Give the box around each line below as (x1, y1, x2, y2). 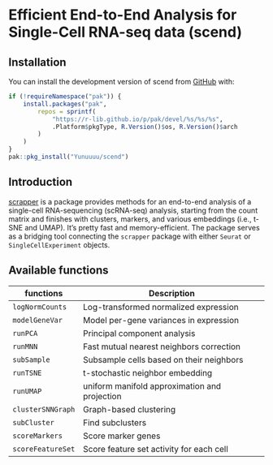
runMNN (12, 342, 38, 351)
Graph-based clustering (82, 403, 176, 415)
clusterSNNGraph (12, 404, 76, 414)
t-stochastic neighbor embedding (82, 367, 213, 378)
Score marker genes (82, 430, 161, 441)
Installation (8, 55, 67, 69)
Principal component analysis (82, 327, 196, 338)
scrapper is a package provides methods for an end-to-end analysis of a (8, 196, 252, 206)
